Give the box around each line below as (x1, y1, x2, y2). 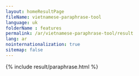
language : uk (5, 19, 38, 25)
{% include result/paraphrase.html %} (5, 63, 99, 70)
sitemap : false (5, 47, 43, 53)
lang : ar (5, 36, 27, 42)
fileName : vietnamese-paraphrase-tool (5, 14, 102, 20)
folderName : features (5, 25, 62, 31)
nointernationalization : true (5, 42, 81, 48)
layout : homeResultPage (5, 8, 65, 15)
